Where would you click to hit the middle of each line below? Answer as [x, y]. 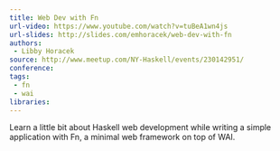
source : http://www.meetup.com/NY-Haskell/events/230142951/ [127, 60]
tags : [19, 77]
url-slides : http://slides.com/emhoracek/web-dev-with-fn [121, 34]
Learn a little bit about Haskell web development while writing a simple [140, 127]
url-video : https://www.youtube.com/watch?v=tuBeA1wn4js [119, 26]
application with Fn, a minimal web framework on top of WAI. [122, 137]
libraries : [30, 102]
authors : [26, 43]
